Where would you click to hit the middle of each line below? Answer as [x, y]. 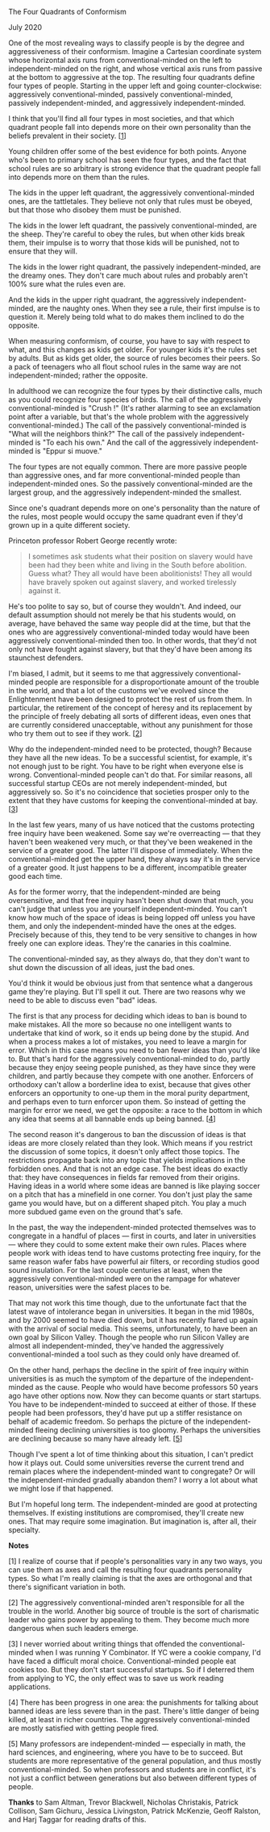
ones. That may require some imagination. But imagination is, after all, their [133, 1521]
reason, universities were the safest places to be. [90, 1287]
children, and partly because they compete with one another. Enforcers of [131, 1076]
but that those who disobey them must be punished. [95, 210]
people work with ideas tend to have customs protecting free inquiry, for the [135, 1253]
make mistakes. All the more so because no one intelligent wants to [120, 1025]
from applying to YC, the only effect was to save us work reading [116, 1678]
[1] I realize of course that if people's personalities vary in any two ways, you [135, 1561]
